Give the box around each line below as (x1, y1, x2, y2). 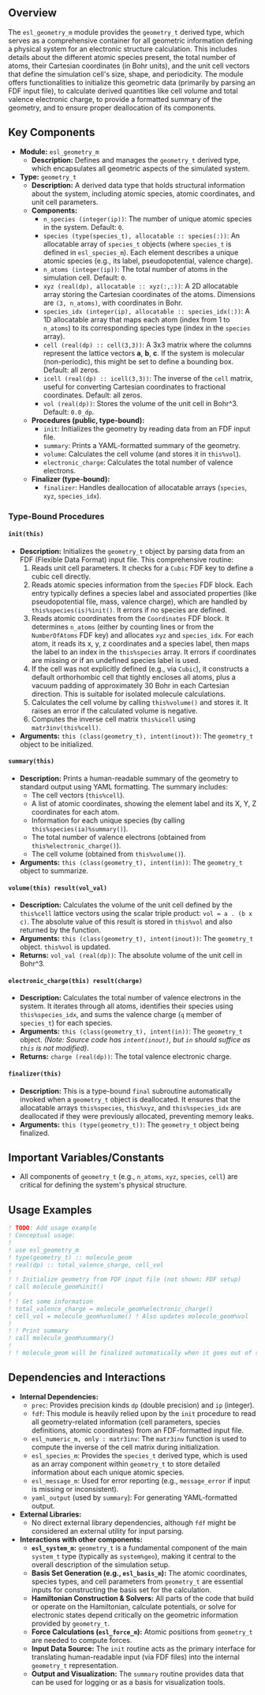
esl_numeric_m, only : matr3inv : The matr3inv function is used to (31, 1433, 247, 1443)
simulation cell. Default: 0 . (43, 273, 128, 282)
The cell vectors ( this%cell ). (31, 790, 125, 800)
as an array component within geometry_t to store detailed (31, 1459, 221, 1468)
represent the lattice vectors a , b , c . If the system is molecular (43, 348, 244, 358)
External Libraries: (19, 1509, 82, 1519)
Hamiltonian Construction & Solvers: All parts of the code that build (31, 1593, 255, 1603)
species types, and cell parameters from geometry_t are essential (31, 1576, 244, 1586)
